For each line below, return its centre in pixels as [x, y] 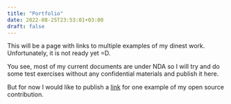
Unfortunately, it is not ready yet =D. [59, 53]
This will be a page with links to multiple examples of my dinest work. [106, 46]
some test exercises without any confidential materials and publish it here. [113, 74]
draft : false [26, 26]
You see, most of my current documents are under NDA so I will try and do [113, 67]
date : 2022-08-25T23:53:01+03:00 [55, 20]
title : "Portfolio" [35, 13]
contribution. [25, 94]
